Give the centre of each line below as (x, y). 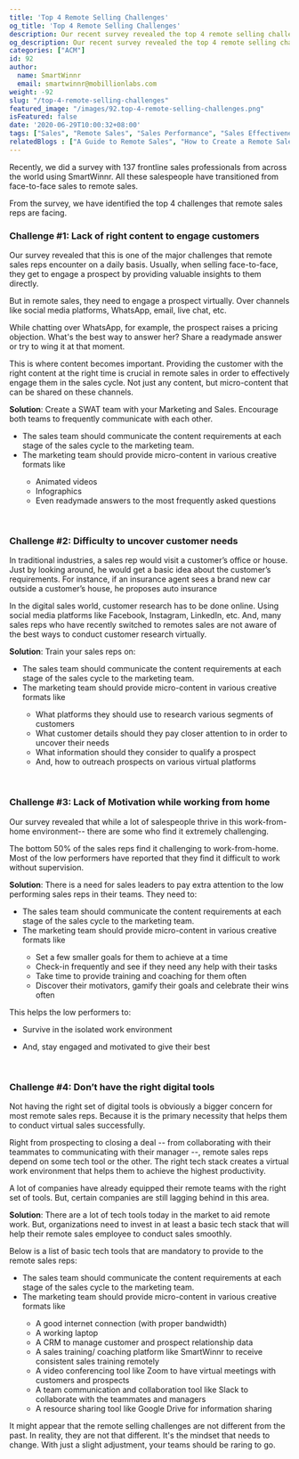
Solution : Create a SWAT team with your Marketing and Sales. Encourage (144, 410)
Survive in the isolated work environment (97, 1029)
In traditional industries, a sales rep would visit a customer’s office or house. (149, 560)
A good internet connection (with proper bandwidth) (131, 1323)
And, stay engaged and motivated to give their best (116, 1047)
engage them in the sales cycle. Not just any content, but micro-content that (149, 383)
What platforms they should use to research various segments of (154, 714)
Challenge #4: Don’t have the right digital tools (112, 1087)
